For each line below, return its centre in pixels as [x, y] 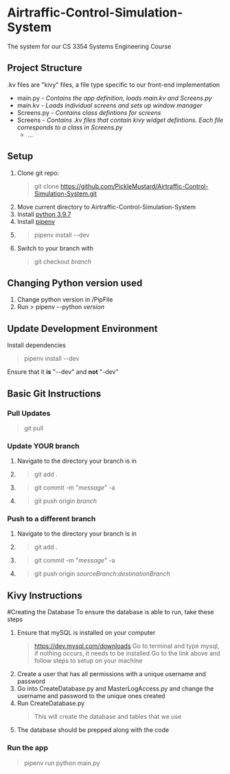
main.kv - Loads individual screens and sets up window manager [110, 105]
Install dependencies [37, 345]
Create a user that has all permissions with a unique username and [111, 674]
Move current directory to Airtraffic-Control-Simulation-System [106, 207]
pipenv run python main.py [62, 763]
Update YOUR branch [44, 446]
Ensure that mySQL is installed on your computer [86, 633]
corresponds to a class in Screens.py [70, 127]
